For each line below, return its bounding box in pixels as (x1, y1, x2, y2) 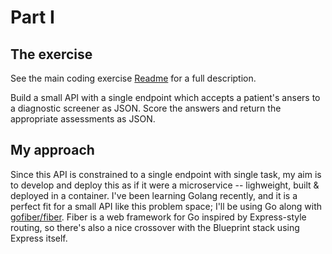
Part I (10, 6, 55, 29)
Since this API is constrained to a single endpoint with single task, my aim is (10, 168, 322, 180)
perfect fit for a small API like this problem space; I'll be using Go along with (10, 200, 323, 212)
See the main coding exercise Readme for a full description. (10, 72, 257, 84)
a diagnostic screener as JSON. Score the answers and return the (10, 102, 282, 114)
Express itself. (10, 232, 68, 244)
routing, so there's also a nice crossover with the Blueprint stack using (10, 221, 300, 233)
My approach (10, 142, 95, 159)
